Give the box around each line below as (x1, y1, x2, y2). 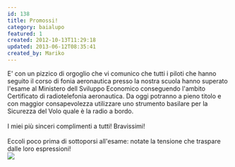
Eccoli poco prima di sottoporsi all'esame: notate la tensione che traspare (7, 137, 221, 145)
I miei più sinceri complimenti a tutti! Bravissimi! (7, 122, 145, 130)
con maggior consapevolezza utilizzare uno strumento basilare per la (7, 99, 208, 108)
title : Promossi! (7, 17, 59, 24)
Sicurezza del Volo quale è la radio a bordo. (7, 107, 134, 115)
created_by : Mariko (7, 50, 65, 57)
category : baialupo (7, 23, 65, 30)
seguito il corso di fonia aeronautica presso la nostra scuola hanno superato (7, 76, 228, 85)
